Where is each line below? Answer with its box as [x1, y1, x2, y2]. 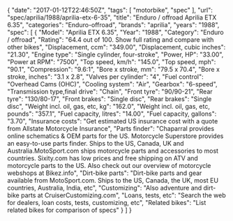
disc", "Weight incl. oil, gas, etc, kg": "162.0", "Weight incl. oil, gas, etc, [7, 102, 211, 110]
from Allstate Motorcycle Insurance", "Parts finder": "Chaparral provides [7, 125, 215, 132]
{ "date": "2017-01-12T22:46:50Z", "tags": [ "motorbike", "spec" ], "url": [7, 6, 213, 14]
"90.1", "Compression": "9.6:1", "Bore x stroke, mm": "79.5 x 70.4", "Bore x [7, 66, 220, 73]
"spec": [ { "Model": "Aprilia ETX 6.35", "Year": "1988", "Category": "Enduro [7, 28, 225, 36]
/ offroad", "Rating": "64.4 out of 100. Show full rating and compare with [7, 36, 214, 44]
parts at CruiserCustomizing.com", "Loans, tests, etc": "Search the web [20, 191, 226, 199]
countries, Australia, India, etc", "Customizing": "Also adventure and [7, 184, 202, 192]
